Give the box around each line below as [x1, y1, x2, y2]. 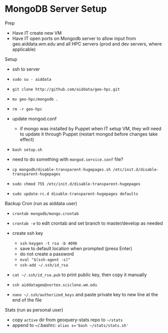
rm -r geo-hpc [12, 106, 42, 112]
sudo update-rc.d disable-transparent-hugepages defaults [12, 191, 138, 196]
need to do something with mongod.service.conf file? [12, 156, 124, 162]
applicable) [12, 46, 36, 52]
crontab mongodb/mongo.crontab [12, 211, 79, 216]
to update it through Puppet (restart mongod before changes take [19, 131, 158, 137]
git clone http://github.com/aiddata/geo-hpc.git [12, 86, 121, 92]
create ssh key [12, 230, 43, 236]
